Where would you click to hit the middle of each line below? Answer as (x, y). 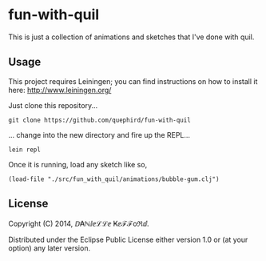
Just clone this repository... (53, 105)
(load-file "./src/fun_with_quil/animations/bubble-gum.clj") (114, 179)
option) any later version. (49, 248)
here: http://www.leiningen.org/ (60, 90)
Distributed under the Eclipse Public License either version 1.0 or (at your (128, 239)
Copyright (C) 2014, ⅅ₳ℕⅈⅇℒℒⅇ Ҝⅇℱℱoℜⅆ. (79, 223)
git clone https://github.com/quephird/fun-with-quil (100, 120)
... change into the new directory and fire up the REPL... (99, 135)
